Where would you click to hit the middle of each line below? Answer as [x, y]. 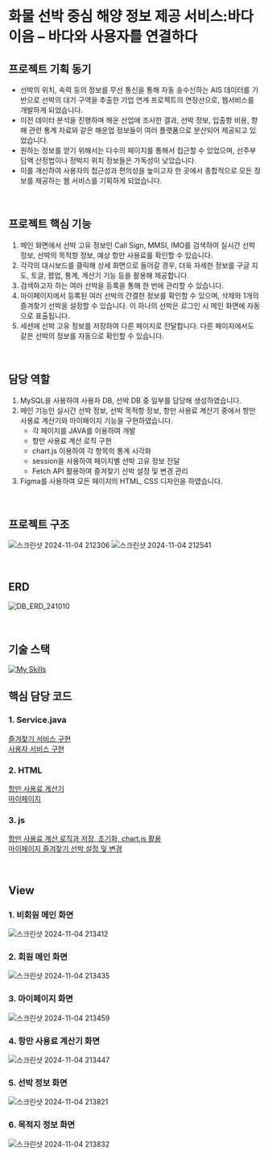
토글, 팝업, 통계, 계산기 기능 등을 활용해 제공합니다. [110, 275]
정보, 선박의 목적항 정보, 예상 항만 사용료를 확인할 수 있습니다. [116, 255]
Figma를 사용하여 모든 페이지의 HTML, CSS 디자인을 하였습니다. [121, 481]
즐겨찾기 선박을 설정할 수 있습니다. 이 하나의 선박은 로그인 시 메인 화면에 [132, 305]
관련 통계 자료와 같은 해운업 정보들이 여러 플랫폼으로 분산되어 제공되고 [138, 130]
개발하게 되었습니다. [51, 110]
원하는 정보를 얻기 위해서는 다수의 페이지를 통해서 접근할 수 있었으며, [127, 150]
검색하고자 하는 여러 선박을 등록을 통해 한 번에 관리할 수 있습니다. [122, 285]
